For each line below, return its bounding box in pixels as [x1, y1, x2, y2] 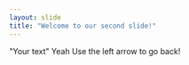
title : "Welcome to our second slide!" [9, 21, 157, 30]
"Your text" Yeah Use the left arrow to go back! [9, 45, 181, 56]
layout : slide [9, 12, 62, 22]
